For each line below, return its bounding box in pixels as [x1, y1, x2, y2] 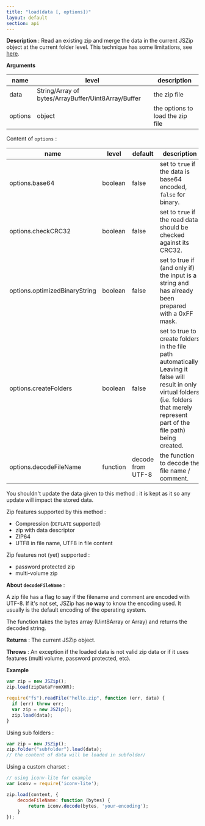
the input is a [159, 271, 197, 280]
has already [159, 286, 193, 295]
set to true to [159, 327, 196, 336]
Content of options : [6, 135, 57, 142]
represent [159, 411, 188, 419]
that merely [159, 404, 192, 412]
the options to [153, 104, 193, 113]
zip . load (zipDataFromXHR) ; [6, 684, 75, 690]
